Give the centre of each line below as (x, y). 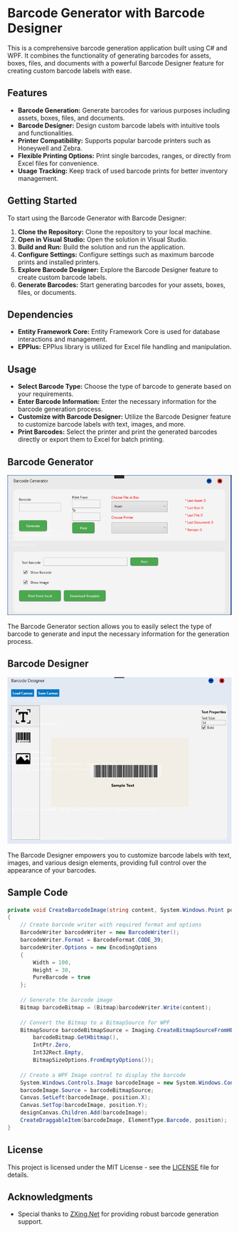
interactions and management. (63, 339)
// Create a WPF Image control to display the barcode (103, 1075)
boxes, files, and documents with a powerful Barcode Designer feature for (116, 63)
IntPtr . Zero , (52, 1045)
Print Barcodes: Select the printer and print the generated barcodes (117, 432)
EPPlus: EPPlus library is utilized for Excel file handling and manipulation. (124, 347)
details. (18, 1175)
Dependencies (40, 314)
